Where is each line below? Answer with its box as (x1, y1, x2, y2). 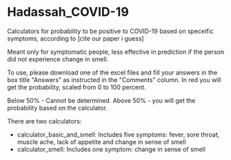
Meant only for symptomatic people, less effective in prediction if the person (7, 48, 225, 56)
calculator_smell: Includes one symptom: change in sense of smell (17, 145, 205, 153)
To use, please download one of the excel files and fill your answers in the (7, 68, 218, 77)
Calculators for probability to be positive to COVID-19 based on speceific (7, 27, 214, 35)
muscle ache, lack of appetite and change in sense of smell (17, 137, 186, 146)
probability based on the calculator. (7, 103, 108, 112)
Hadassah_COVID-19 (7, 4, 129, 20)
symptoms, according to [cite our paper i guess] (7, 34, 144, 42)
